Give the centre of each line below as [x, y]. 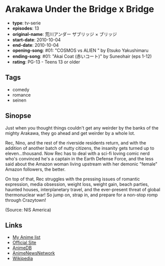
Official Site [24, 243]
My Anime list [26, 237]
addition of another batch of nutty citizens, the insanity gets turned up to [80, 148]
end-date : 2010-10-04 [35, 45]
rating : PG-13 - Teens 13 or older [46, 62]
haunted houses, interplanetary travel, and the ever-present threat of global [83, 189]
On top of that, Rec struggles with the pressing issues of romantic [73, 179]
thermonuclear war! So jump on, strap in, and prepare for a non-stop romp [82, 195]
